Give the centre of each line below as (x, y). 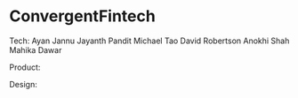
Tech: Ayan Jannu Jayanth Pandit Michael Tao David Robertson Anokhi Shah (149, 41)
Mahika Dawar (36, 49)
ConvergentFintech (82, 16)
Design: (23, 84)
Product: (25, 67)
